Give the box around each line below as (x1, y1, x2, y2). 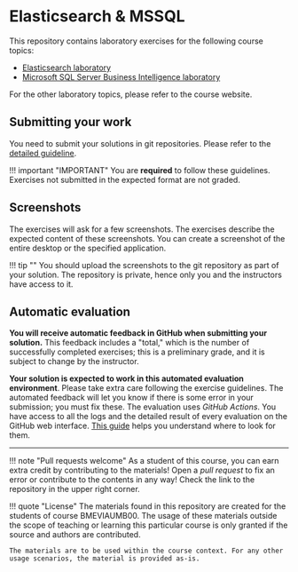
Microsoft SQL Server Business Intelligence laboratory (21, 71, 221, 82)
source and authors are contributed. (9, 529, 141, 540)
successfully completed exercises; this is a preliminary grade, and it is (9, 346, 265, 357)
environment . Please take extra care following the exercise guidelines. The (9, 383, 284, 393)
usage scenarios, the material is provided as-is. (9, 554, 200, 563)
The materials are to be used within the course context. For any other (9, 546, 284, 556)
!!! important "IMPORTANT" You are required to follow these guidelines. (9, 164, 271, 175)
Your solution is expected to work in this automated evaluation (9, 373, 244, 384)
